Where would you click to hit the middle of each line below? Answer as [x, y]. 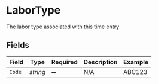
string [37, 72]
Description [101, 62]
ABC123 [136, 72]
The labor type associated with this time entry [63, 27]
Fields [18, 45]
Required [64, 62]
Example [136, 62]
